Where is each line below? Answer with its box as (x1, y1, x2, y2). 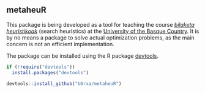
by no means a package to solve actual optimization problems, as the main (6, 33, 195, 41)
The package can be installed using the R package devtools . (6, 52, 159, 60)
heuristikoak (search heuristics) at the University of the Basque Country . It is (6, 27, 199, 35)
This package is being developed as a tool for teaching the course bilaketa (6, 21, 195, 28)
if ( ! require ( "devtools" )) (6, 64, 75, 70)
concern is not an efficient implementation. (6, 40, 114, 47)
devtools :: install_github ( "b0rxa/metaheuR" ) (6, 80, 122, 87)
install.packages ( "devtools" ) (12, 69, 89, 75)
